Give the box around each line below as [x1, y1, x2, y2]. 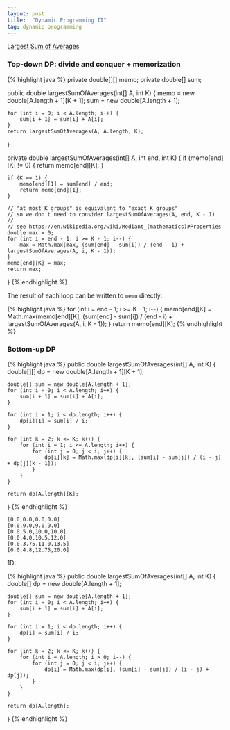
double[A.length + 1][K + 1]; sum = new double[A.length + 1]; [7, 96, 180, 104]
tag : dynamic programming [7, 23, 82, 30]
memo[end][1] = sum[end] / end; [19, 180, 113, 188]
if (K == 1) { [7, 175, 48, 181]
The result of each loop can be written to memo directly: [7, 291, 163, 300]
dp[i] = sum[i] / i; [19, 629, 79, 636]
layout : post [7, 10, 45, 17]
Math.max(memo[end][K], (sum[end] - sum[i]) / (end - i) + [7, 312, 173, 321]
